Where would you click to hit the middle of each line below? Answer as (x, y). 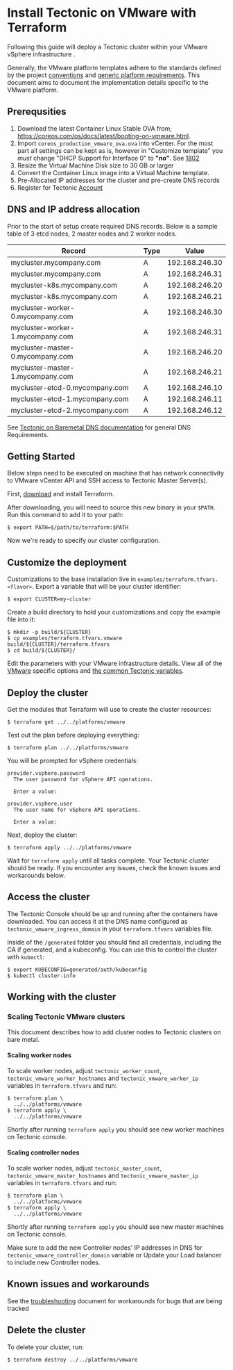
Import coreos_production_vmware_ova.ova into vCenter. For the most (115, 143)
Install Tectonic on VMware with (102, 13)
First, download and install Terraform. (61, 494)
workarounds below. (36, 875)
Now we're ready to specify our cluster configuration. (84, 541)
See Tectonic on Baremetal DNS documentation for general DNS (99, 427)
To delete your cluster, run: (46, 1347)
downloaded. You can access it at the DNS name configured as (97, 921)
